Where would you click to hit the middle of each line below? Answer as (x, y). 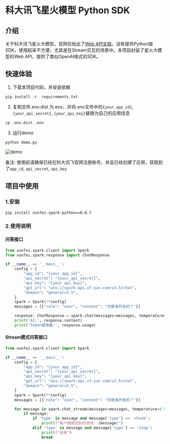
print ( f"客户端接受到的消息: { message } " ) (82, 423)
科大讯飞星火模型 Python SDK (68, 10)
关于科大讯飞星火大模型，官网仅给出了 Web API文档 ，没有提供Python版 (79, 44)
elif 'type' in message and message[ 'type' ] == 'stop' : (92, 428)
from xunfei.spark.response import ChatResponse (57, 255)
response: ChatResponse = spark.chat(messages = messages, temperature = (90, 316)
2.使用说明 (18, 226)
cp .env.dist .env (25, 123)
